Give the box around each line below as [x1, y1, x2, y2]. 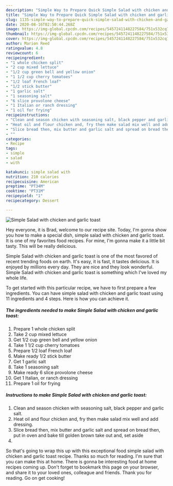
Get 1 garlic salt [13, 358, 46, 364]
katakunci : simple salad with [6, 169, 71, 174]
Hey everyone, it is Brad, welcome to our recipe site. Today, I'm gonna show [6, 226, 167, 232]
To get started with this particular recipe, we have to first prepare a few [6, 284, 157, 290]
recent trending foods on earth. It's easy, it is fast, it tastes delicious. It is [6, 258, 160, 264]
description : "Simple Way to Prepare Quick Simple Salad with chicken [6, 7, 160, 13]
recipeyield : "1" [6, 193, 43, 199]
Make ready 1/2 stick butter [13, 353, 71, 359]
